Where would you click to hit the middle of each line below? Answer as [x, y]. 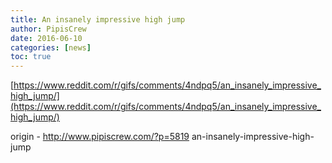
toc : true [31, 57]
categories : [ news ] [51, 47]
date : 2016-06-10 [46, 38]
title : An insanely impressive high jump [98, 19]
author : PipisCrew [48, 29]
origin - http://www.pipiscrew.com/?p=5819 [100, 137]
